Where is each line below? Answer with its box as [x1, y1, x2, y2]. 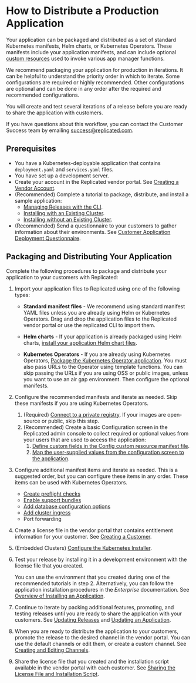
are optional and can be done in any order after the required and [6, 85, 161, 92]
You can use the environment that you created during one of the [14, 573, 170, 580]
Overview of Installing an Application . [14, 592, 106, 599]
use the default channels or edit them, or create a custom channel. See [14, 640, 187, 647]
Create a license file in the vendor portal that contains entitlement [14, 526, 173, 534]
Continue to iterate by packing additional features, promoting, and [14, 603, 174, 611]
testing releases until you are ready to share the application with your [14, 610, 182, 617]
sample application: [14, 197, 62, 204]
